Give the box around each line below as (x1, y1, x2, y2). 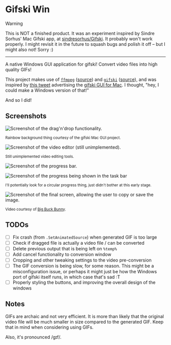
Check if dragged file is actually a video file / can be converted (12, 240, 145, 246)
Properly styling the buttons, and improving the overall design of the (12, 279, 156, 285)
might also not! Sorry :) (5, 46, 53, 52)
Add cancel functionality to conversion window (12, 251, 111, 257)
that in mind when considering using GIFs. (5, 324, 94, 330)
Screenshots (5, 112, 47, 121)
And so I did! (5, 97, 32, 103)
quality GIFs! (5, 66, 32, 72)
